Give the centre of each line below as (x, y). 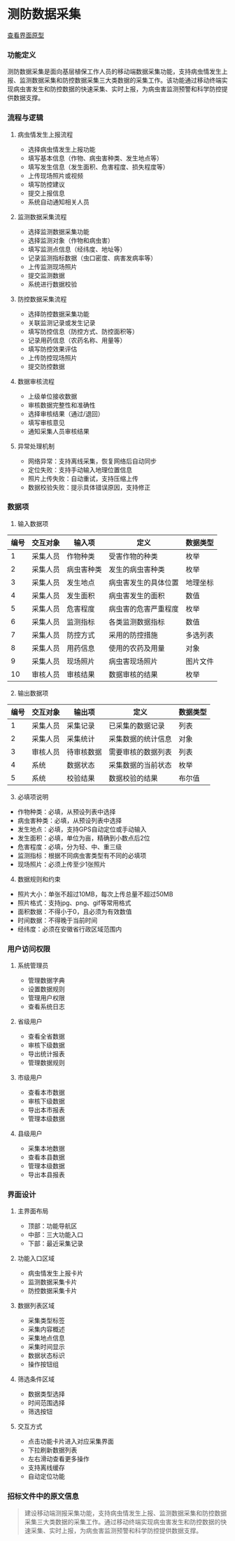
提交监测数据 (46, 275)
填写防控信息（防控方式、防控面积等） (83, 331)
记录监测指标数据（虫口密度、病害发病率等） (92, 258)
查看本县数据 (46, 1157)
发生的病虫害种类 (137, 569)
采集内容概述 (46, 1329)
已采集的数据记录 (137, 726)
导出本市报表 (46, 1110)
